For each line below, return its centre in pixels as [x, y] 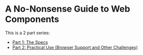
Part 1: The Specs [30, 42]
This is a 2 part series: [28, 33]
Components [32, 19]
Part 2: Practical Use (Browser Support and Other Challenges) [75, 47]
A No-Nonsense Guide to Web [68, 9]
